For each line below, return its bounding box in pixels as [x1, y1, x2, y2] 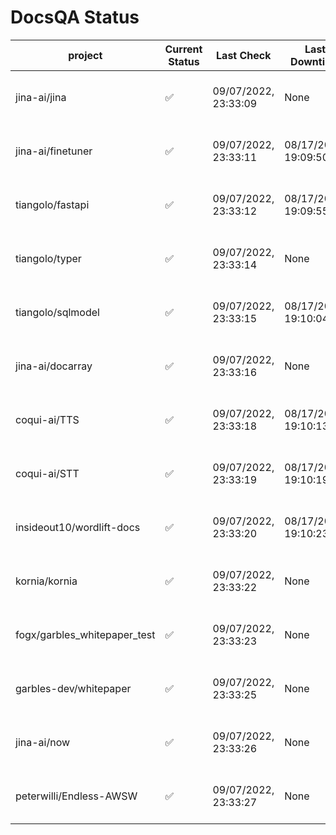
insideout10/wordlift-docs [15, 520, 141, 534]
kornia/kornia [15, 574, 78, 588]
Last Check [216, 48, 272, 62]
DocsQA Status [10, 6, 140, 29]
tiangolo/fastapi [15, 197, 90, 211]
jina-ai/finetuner [15, 144, 93, 158]
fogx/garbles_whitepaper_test [15, 627, 156, 641]
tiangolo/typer [15, 251, 82, 265]
